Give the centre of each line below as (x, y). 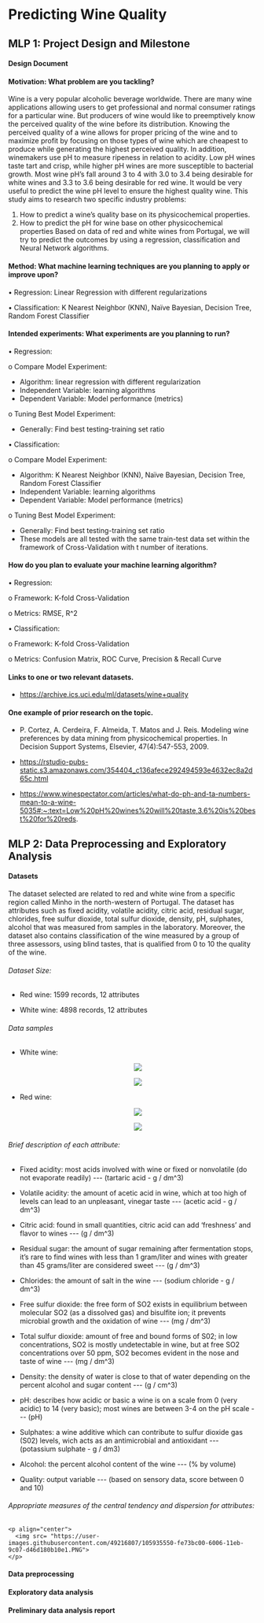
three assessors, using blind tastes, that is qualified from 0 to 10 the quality (130, 943)
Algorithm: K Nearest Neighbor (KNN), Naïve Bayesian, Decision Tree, (132, 475)
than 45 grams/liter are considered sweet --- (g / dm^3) (110, 1265)
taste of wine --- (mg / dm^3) (67, 1361)
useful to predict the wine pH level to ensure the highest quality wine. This (128, 191)
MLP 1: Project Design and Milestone (99, 44)
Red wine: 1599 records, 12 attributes (79, 995)
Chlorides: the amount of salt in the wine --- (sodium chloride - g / (127, 1280)
